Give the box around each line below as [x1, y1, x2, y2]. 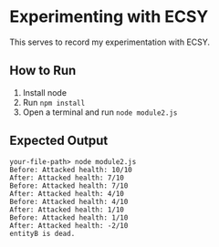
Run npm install [22, 97, 86, 108]
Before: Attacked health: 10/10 [9, 165, 132, 174]
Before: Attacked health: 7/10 [9, 180, 129, 190]
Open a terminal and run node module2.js [22, 107, 178, 118]
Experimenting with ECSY [9, 6, 209, 27]
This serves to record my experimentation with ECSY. [9, 36, 211, 47]
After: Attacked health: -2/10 [9, 221, 129, 230]
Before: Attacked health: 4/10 [9, 197, 129, 206]
